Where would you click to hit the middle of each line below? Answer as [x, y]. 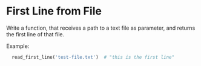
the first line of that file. [35, 34]
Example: [18, 46]
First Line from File [54, 11]
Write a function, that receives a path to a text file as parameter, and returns [101, 28]
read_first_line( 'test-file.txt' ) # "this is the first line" [93, 57]
